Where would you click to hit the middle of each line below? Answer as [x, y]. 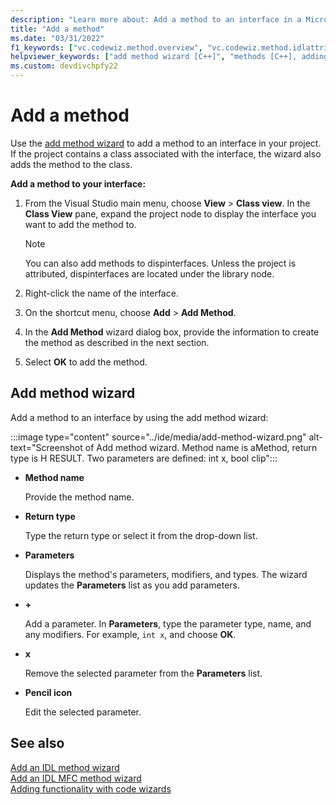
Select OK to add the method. [86, 362]
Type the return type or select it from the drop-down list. [141, 535]
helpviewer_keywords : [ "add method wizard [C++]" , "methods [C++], [154, 57]
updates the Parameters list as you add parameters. [132, 585]
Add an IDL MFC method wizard [76, 778]
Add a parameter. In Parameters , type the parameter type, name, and [168, 623]
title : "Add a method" [57, 29]
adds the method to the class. [71, 164]
